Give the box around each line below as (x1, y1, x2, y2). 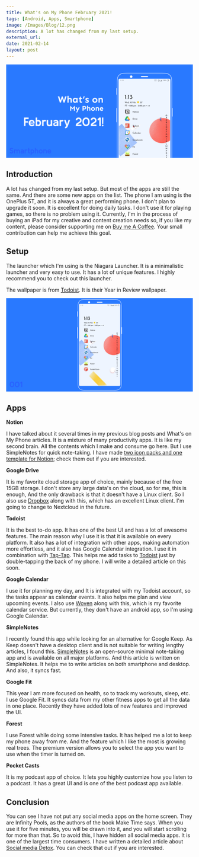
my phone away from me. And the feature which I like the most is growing (6, 738, 186, 745)
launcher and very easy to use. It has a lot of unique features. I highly (6, 268, 175, 276)
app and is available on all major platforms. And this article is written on (6, 654, 180, 661)
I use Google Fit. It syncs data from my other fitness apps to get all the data (6, 696, 190, 703)
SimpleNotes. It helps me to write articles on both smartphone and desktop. (6, 661, 191, 668)
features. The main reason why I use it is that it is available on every (6, 533, 172, 540)
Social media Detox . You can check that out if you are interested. (6, 845, 165, 852)
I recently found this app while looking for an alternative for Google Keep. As (6, 635, 192, 642)
